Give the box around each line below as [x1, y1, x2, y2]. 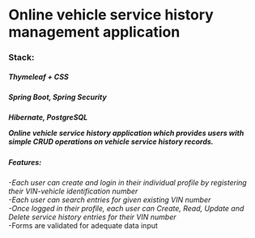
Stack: [8, 52, 35, 63]
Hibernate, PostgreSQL [8, 113, 88, 122]
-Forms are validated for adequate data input [8, 221, 158, 231]
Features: [8, 157, 42, 167]
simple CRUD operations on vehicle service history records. [8, 137, 215, 147]
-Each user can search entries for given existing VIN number [8, 195, 211, 205]
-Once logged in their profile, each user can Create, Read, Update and [8, 204, 244, 214]
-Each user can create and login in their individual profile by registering [8, 178, 247, 188]
